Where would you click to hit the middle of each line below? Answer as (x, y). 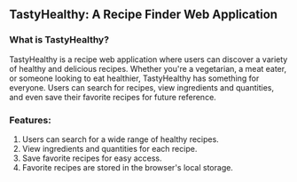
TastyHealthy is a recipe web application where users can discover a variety (148, 59)
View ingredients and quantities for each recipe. (109, 148)
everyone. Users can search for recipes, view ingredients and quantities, (142, 87)
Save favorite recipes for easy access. (92, 158)
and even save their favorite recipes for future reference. (113, 97)
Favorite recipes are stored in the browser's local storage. (127, 167)
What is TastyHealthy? (59, 40)
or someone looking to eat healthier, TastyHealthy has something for (134, 78)
